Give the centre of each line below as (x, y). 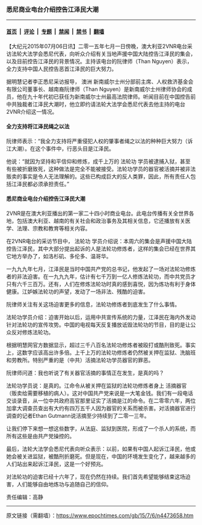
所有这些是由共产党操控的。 (41, 436)
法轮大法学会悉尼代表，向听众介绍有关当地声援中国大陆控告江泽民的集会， (103, 54)
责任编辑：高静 (25, 497)
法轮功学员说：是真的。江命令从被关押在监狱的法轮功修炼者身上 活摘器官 (96, 385)
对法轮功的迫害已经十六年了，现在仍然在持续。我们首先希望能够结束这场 (96, 476)
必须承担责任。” (51, 184)
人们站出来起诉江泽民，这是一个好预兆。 (56, 464)
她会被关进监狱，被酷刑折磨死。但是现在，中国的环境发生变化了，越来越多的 (101, 456)
